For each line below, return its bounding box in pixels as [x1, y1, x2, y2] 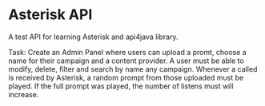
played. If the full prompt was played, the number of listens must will [8, 81, 234, 91]
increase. [8, 89, 39, 99]
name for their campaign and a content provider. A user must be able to [8, 56, 244, 65]
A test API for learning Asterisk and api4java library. [8, 32, 179, 41]
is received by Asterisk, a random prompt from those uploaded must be [8, 73, 244, 82]
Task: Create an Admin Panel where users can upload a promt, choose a [8, 47, 247, 57]
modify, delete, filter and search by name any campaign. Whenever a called [8, 64, 258, 73]
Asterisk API [8, 6, 93, 24]
